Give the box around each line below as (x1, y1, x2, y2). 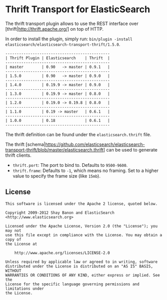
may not (5, 228, 22, 233)
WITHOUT (5, 268, 22, 273)
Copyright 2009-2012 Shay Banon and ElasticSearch (5, 210, 115, 215)
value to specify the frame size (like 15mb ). (12, 172, 101, 179)
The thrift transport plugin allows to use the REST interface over (5, 20, 139, 27)
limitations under (5, 286, 44, 291)
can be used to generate (106, 146, 158, 153)
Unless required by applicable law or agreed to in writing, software (5, 259, 158, 264)
